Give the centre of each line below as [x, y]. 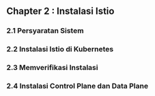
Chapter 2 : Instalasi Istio [60, 11]
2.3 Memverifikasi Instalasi [52, 68]
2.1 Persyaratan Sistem [45, 31]
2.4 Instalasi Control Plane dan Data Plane [77, 86]
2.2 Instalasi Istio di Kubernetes [60, 49]
